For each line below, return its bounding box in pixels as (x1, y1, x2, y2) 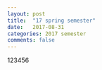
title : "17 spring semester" (7, 17, 96, 24)
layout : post (7, 10, 46, 18)
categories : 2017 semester (7, 30, 87, 37)
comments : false (7, 37, 55, 44)
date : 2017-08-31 (7, 23, 65, 30)
